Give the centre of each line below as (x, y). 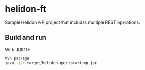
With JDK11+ (18, 49)
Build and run (26, 38)
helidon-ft (26, 9)
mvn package (17, 58)
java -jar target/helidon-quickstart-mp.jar (51, 63)
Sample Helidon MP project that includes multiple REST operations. (72, 22)
